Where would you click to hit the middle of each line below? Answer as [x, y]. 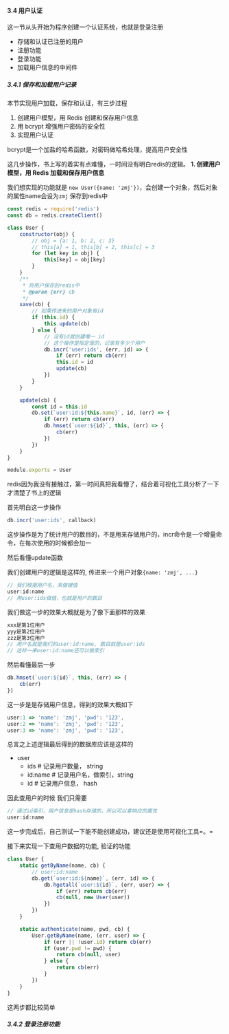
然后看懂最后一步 [31, 665]
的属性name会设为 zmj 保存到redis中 [58, 196]
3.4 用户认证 [25, 10]
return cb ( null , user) [88, 955]
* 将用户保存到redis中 [51, 286]
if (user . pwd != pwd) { [77, 948]
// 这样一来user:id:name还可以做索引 [56, 651]
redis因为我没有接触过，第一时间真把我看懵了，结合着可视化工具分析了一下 [113, 484]
